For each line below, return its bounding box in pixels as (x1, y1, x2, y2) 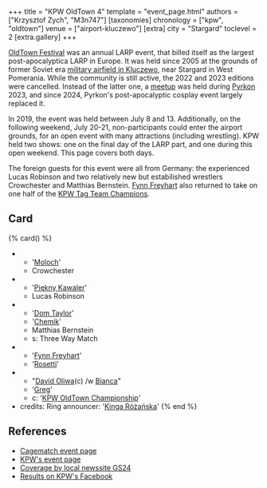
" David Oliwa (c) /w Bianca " (31, 375, 121, 386)
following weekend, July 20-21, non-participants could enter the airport (8, 123, 243, 132)
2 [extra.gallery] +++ (8, 32, 77, 42)
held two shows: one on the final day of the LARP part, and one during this (8, 140, 253, 149)
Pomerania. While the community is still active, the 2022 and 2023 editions (8, 73, 254, 82)
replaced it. (8, 99, 45, 108)
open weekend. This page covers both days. (8, 148, 155, 157)
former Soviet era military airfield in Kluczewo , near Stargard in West (8, 65, 234, 74)
